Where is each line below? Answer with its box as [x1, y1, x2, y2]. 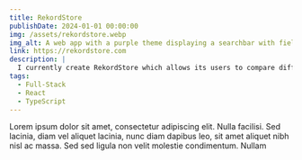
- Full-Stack [17, 80, 67, 89]
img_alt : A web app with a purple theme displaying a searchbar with [9, 38, 276, 48]
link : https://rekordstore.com [9, 47, 127, 56]
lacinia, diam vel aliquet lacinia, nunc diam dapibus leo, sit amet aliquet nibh [9, 131, 289, 142]
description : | [9, 55, 67, 64]
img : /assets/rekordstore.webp [9, 30, 127, 39]
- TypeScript [17, 96, 67, 106]
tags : [9, 72, 30, 81]
